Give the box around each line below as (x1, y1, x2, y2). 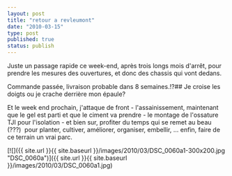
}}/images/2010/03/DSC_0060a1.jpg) (7, 161, 113, 169)
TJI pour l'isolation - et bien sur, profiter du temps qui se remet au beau (7, 118, 212, 126)
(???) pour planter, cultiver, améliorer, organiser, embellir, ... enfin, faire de (7, 126, 221, 134)
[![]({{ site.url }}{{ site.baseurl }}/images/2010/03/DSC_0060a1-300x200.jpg (7, 147, 225, 154)
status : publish (7, 42, 54, 49)
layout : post (7, 10, 45, 17)
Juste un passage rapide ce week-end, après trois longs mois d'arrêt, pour (7, 62, 222, 70)
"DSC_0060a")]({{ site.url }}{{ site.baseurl (7, 154, 127, 162)
